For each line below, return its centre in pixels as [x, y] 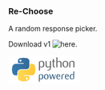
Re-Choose [31, 11]
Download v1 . [43, 44]
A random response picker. [53, 29]
